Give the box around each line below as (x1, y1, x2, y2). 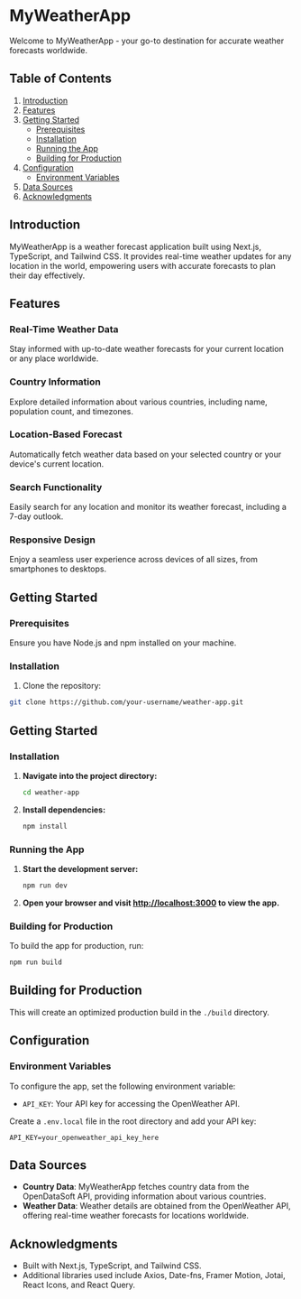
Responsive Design (9, 534, 96, 546)
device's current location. (9, 458, 105, 469)
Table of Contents (9, 71, 113, 87)
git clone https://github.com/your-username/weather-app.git (9, 698, 244, 707)
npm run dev (22, 881, 68, 890)
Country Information (9, 376, 101, 388)
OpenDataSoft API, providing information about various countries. (22, 1191, 267, 1202)
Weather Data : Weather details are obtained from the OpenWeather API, (22, 1201, 291, 1211)
